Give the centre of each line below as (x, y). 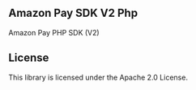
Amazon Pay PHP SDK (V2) (54, 32)
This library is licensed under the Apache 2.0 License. (98, 77)
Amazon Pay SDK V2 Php (73, 13)
